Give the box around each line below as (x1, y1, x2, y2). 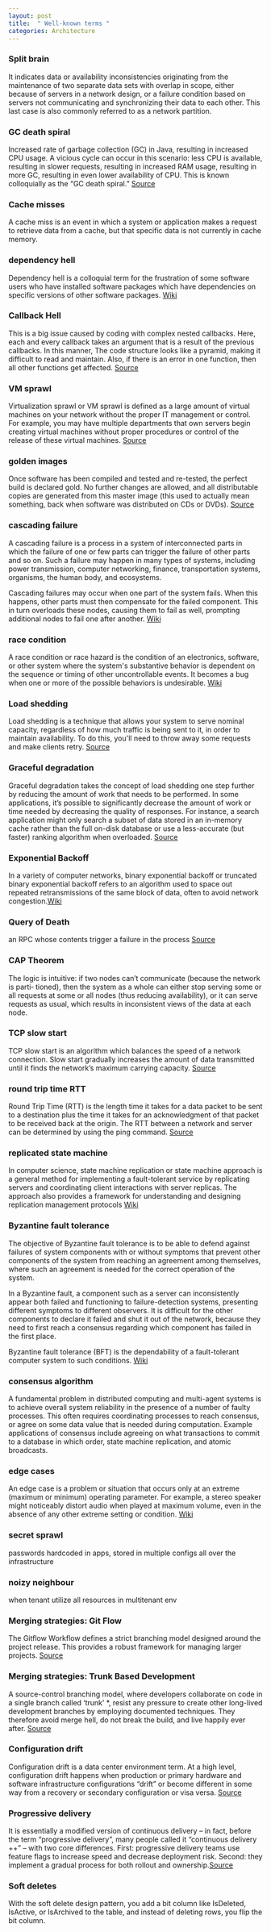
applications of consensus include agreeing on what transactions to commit (8, 1429, 261, 1438)
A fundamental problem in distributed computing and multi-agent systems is (8, 1394, 262, 1404)
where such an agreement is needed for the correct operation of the (8, 1264, 236, 1274)
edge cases (8, 1465, 55, 1476)
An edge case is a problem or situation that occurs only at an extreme (8, 1483, 240, 1493)
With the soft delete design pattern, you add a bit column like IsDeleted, (8, 1899, 246, 1909)
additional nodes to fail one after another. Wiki (8, 614, 161, 624)
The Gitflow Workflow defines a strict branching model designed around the (8, 1634, 261, 1643)
